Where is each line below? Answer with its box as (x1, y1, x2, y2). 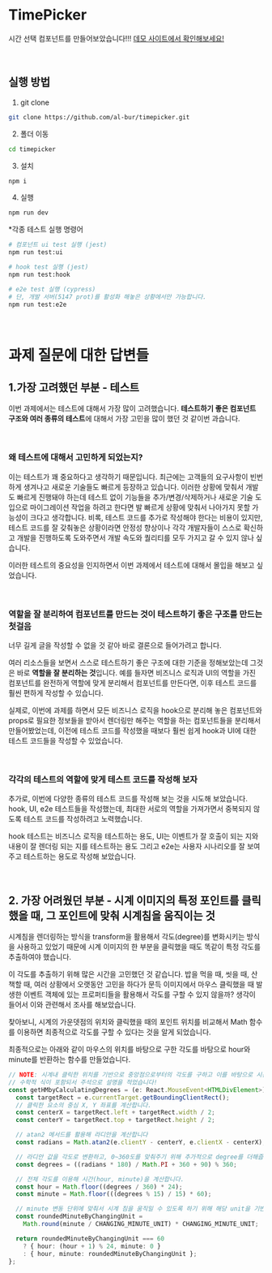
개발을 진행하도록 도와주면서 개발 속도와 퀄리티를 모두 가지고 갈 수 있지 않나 (16, 533, 255, 542)
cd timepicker (8, 145, 57, 153)
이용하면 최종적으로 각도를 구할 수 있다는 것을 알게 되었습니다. (16, 1027, 212, 1037)
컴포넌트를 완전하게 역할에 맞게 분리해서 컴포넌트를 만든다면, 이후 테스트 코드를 (8, 678, 257, 688)
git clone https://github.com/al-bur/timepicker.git (8, 113, 190, 121)
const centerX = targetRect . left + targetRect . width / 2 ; (15, 1108, 216, 1117)
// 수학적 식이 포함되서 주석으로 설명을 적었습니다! (8, 1078, 158, 1086)
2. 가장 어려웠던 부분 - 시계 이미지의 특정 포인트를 (8, 893, 240, 907)
